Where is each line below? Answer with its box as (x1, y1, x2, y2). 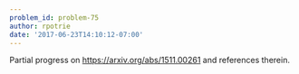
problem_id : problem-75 (9, 13, 100, 23)
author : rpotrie (9, 22, 71, 31)
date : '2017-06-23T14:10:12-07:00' (9, 30, 144, 39)
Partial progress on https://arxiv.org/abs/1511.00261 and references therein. (9, 55, 290, 66)
